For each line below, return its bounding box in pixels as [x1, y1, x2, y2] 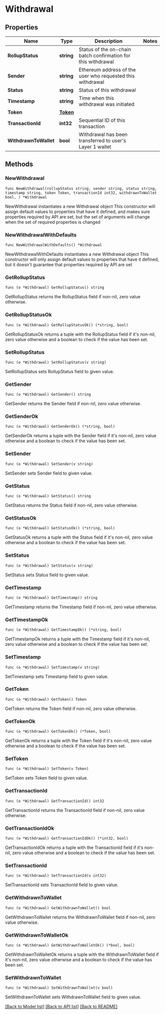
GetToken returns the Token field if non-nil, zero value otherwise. [5, 705, 137, 711]
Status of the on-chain [79, 46, 132, 53]
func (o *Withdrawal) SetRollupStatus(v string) [5, 360, 107, 365]
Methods [5, 160, 33, 169]
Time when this [79, 95, 114, 102]
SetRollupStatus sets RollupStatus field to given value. [5, 368, 114, 374]
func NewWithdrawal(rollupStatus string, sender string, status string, [5, 186, 157, 191]
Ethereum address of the [79, 67, 136, 73]
